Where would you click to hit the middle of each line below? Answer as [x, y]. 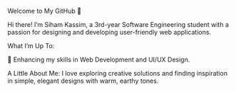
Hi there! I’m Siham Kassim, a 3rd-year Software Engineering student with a [118, 24]
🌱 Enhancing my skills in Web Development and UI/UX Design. [99, 59]
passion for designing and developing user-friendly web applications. [109, 32]
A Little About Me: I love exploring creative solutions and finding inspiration [118, 73]
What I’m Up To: [31, 46]
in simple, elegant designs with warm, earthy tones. [83, 81]
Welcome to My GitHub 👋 [45, 11]
